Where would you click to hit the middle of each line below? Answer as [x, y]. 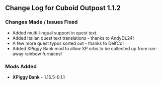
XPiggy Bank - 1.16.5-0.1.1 [39, 77]
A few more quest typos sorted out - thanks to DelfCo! [68, 43]
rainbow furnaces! [43, 54]
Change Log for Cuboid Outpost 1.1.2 [63, 8]
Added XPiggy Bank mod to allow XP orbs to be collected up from [80, 48]
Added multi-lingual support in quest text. [55, 33]
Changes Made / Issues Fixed [41, 22]
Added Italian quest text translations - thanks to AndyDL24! [73, 38]
